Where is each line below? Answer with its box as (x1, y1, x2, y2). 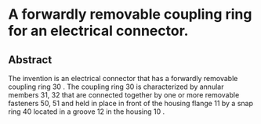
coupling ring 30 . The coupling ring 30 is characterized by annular (8, 82, 224, 91)
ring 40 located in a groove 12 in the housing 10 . (8, 107, 165, 116)
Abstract (8, 53, 53, 66)
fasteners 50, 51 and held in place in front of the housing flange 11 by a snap (8, 99, 253, 108)
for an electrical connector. (8, 22, 189, 40)
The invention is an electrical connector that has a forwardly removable (8, 74, 238, 83)
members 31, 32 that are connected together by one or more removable (8, 90, 240, 99)
